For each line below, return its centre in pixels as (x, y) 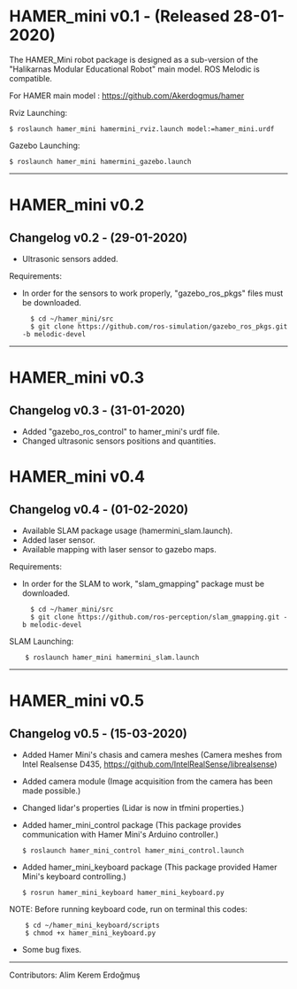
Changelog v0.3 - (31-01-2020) (97, 410)
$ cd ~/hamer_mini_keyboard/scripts (93, 925)
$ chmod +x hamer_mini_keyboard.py (91, 933)
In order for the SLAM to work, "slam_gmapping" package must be (143, 583)
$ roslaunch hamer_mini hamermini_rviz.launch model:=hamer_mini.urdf (142, 129)
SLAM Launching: (42, 641)
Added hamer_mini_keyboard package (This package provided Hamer (149, 867)
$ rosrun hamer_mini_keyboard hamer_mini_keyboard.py (123, 892)
